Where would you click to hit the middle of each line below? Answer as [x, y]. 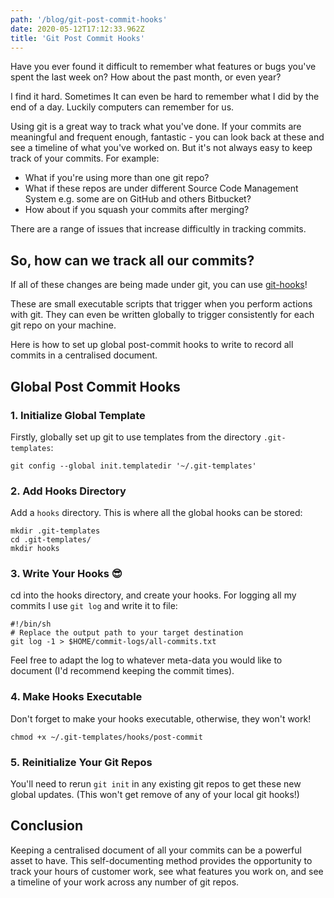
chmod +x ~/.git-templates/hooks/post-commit [106, 737]
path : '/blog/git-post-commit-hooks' [89, 19]
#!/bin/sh [31, 624]
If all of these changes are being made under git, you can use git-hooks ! [159, 285]
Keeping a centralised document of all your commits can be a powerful [156, 850]
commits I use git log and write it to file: [94, 606]
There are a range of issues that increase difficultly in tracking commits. [158, 229]
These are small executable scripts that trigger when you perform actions [161, 304]
